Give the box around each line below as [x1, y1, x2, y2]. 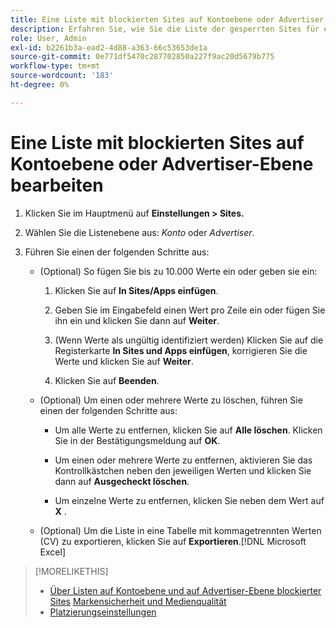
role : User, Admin [10, 33, 87, 43]
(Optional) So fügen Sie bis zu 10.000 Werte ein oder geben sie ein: [39, 265, 318, 277]
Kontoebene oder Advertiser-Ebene [10, 152, 314, 175]
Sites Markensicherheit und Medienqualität [49, 595, 227, 607]
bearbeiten [10, 174, 104, 196]
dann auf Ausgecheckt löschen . [54, 475, 190, 487]
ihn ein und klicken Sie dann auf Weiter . [54, 314, 220, 326]
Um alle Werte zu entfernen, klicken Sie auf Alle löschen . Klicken [54, 424, 323, 436]
